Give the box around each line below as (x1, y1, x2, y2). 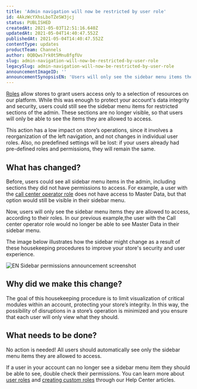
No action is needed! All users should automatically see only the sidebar (6, 346, 181, 353)
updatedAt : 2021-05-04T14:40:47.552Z (6, 31, 98, 36)
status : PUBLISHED (6, 19, 51, 25)
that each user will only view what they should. (6, 313, 119, 320)
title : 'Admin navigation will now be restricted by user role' (6, 8, 167, 15)
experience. (6, 250, 35, 257)
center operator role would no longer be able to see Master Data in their (6, 220, 180, 227)
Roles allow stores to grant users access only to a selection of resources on (6, 90, 189, 98)
